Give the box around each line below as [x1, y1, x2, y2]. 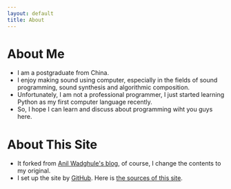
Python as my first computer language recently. [17, 98, 153, 107]
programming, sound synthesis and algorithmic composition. [17, 83, 190, 91]
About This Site [7, 137, 98, 152]
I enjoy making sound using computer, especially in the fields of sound [17, 76, 218, 85]
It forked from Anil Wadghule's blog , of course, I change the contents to [17, 159, 221, 168]
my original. [17, 166, 51, 175]
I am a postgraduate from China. [17, 69, 110, 77]
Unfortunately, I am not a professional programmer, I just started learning [17, 91, 225, 99]
